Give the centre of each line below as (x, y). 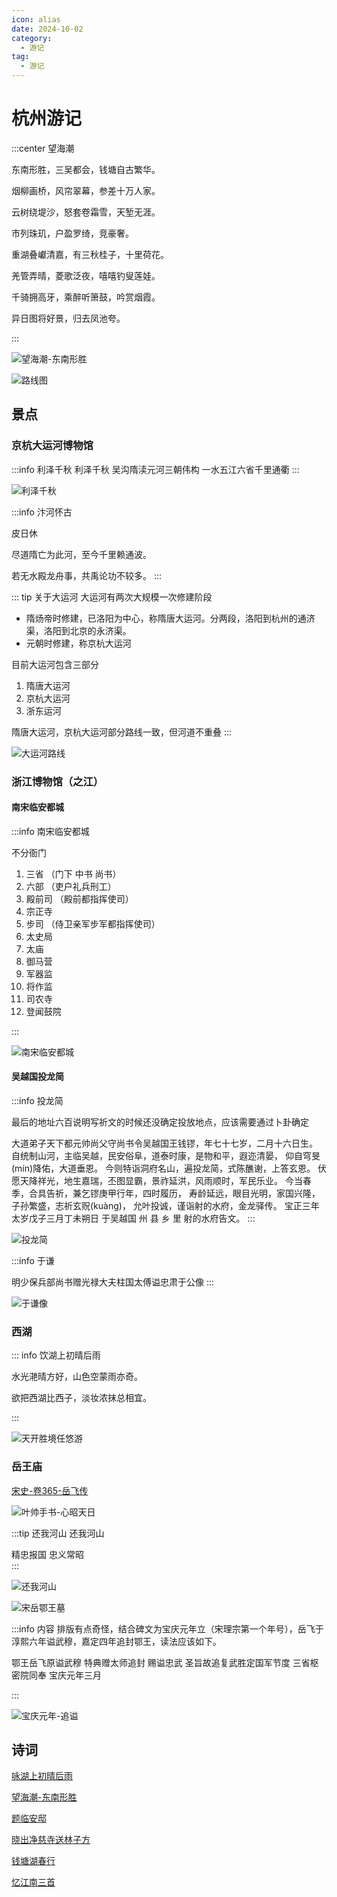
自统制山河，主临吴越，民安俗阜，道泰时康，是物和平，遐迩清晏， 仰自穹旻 (166, 1155)
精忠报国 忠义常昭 (47, 1554)
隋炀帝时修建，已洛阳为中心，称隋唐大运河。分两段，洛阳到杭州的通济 (170, 618)
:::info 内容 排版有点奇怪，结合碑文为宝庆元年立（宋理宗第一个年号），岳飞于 (167, 1628)
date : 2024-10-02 (47, 29)
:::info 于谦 (33, 1260)
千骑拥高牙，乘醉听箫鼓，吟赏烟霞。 (86, 297)
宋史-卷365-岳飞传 (50, 1490)
